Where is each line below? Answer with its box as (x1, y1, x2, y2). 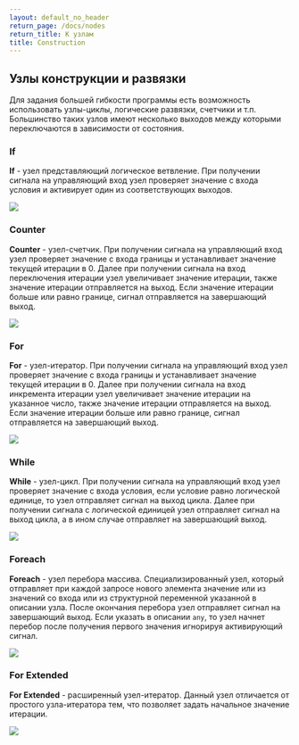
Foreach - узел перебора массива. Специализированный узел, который (9, 573, 284, 584)
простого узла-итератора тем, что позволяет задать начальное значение (9, 699, 290, 709)
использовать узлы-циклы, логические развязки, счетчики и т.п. (9, 104, 257, 115)
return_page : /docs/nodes (9, 21, 105, 30)
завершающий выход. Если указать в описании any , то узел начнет (9, 611, 266, 622)
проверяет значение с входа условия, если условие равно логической (9, 485, 281, 496)
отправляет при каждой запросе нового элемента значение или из (9, 583, 266, 593)
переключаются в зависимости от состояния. (9, 123, 185, 134)
